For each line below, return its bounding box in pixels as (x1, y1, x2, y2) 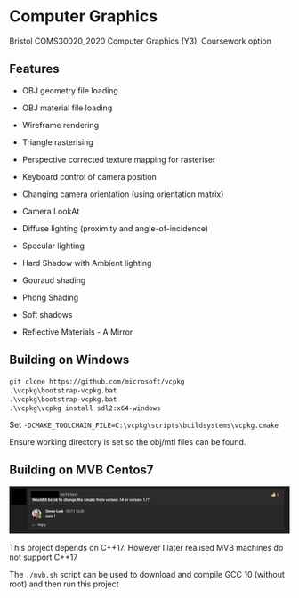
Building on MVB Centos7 (9, 462, 154, 477)
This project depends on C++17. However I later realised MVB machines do (9, 543, 284, 554)
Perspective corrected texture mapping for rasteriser (21, 154, 216, 165)
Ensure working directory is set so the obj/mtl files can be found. (9, 436, 246, 447)
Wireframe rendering (21, 119, 100, 130)
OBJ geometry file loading (21, 85, 118, 95)
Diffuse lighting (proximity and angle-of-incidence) (21, 222, 209, 233)
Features (9, 61, 60, 77)
